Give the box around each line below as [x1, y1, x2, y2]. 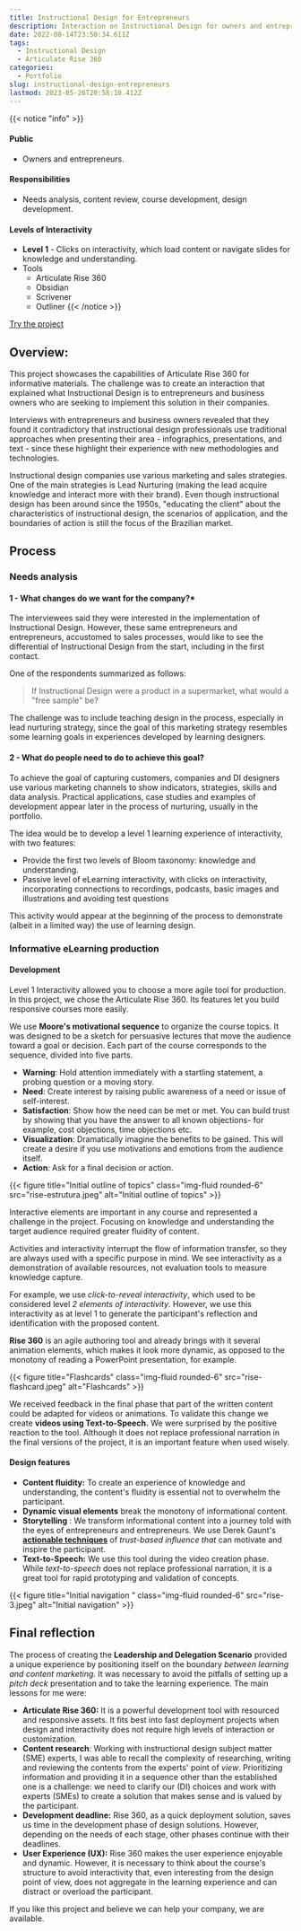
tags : [9, 38, 30, 48]
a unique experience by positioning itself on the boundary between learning [9, 1658, 289, 1670]
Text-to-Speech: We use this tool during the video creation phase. [21, 1553, 270, 1564]
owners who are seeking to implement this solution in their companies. [9, 397, 271, 408]
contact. [9, 651, 40, 662]
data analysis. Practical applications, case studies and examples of [9, 791, 256, 802]
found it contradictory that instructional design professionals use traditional [9, 424, 287, 434]
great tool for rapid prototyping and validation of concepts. [21, 1572, 239, 1583]
